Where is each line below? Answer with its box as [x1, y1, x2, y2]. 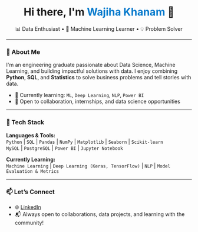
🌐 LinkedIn [14, 204, 41, 211]
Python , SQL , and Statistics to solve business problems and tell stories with [6, 74, 192, 81]
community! [14, 219, 44, 226]
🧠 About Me [6, 47, 41, 56]
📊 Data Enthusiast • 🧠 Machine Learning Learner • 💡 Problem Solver [15, 25, 183, 32]
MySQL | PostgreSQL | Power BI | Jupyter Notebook [6, 144, 123, 152]
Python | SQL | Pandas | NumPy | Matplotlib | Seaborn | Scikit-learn [6, 138, 163, 145]
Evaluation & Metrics [6, 168, 60, 174]
